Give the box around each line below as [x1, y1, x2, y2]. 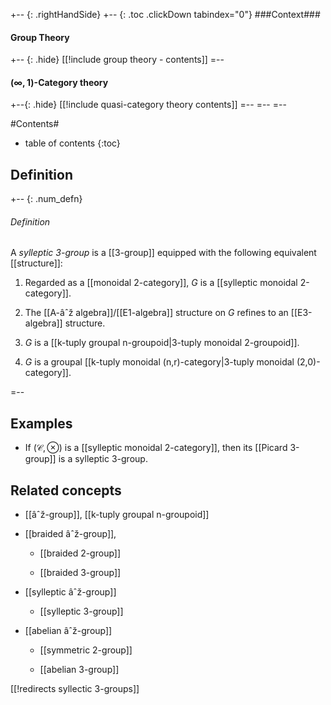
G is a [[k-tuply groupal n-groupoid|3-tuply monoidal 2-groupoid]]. [24, 337, 300, 349]
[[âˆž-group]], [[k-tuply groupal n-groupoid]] [24, 509, 210, 521]
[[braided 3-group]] [39, 567, 122, 579]
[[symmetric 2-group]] [39, 644, 133, 656]
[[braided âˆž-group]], [24, 528, 117, 540]
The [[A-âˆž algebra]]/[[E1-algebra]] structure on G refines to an [24, 307, 289, 319]
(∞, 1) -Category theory [10, 76, 109, 88]
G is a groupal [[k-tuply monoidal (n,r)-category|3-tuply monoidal [24, 356, 295, 368]
